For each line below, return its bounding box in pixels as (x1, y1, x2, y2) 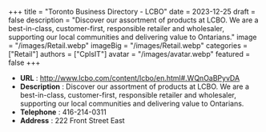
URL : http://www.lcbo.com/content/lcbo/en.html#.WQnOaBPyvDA (19, 74, 240, 82)
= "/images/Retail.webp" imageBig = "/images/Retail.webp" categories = (8, 41, 248, 50)
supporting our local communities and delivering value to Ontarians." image (8, 32, 257, 42)
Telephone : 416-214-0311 (19, 107, 107, 117)
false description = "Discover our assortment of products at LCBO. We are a (8, 15, 259, 25)
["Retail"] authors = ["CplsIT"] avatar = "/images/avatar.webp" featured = (8, 50, 251, 58)
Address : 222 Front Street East (19, 116, 126, 125)
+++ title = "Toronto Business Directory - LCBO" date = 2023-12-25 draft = (8, 7, 256, 16)
